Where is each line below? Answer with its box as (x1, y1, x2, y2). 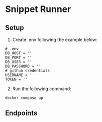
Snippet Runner (5, 3, 71, 15)
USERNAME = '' (5, 72, 35, 77)
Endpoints (5, 109, 38, 117)
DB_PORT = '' (5, 55, 32, 60)
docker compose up (5, 95, 43, 100)
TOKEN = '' (5, 77, 28, 82)
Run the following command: (12, 86, 71, 91)
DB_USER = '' (5, 59, 32, 64)
